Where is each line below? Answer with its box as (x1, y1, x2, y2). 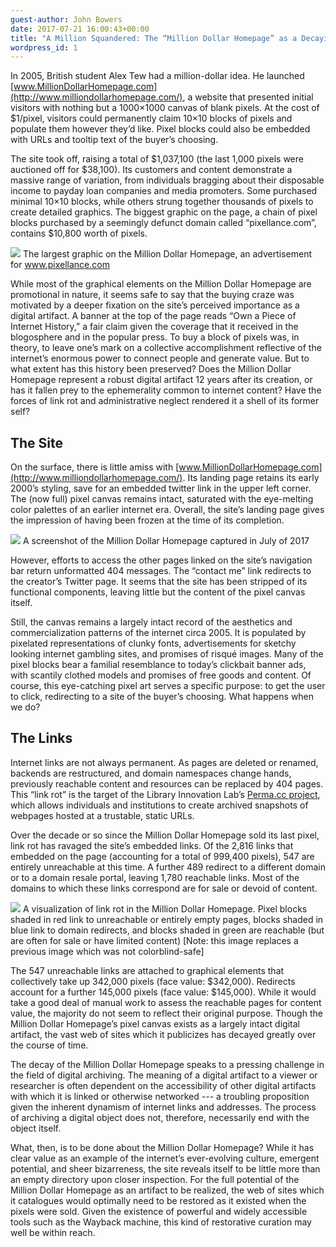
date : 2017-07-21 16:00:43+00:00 (10, 24, 150, 34)
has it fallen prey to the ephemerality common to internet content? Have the (10, 384, 322, 396)
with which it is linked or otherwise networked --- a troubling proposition (10, 1090, 310, 1102)
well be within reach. (10, 1226, 96, 1238)
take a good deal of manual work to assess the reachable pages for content (10, 996, 322, 1008)
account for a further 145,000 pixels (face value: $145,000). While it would (10, 986, 317, 998)
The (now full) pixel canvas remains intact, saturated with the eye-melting (10, 493, 314, 505)
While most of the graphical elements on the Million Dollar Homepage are (10, 278, 312, 290)
